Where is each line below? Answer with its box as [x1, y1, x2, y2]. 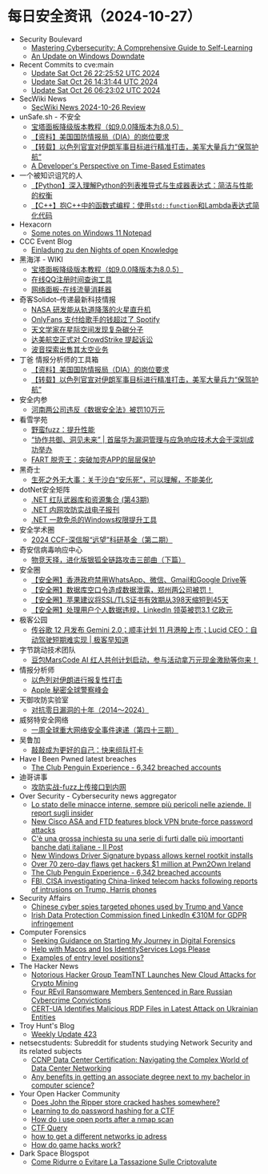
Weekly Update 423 [30, 1029, 98, 1039]
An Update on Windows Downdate [30, 51, 145, 61]
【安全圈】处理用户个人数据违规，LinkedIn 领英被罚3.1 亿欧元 [30, 605, 234, 614]
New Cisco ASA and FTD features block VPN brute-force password [30, 816, 254, 826]
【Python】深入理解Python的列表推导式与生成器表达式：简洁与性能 [30, 180, 254, 190]
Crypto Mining [30, 978, 79, 987]
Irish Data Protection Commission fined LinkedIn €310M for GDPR [30, 910, 247, 919]
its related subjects [18, 1046, 82, 1055]
